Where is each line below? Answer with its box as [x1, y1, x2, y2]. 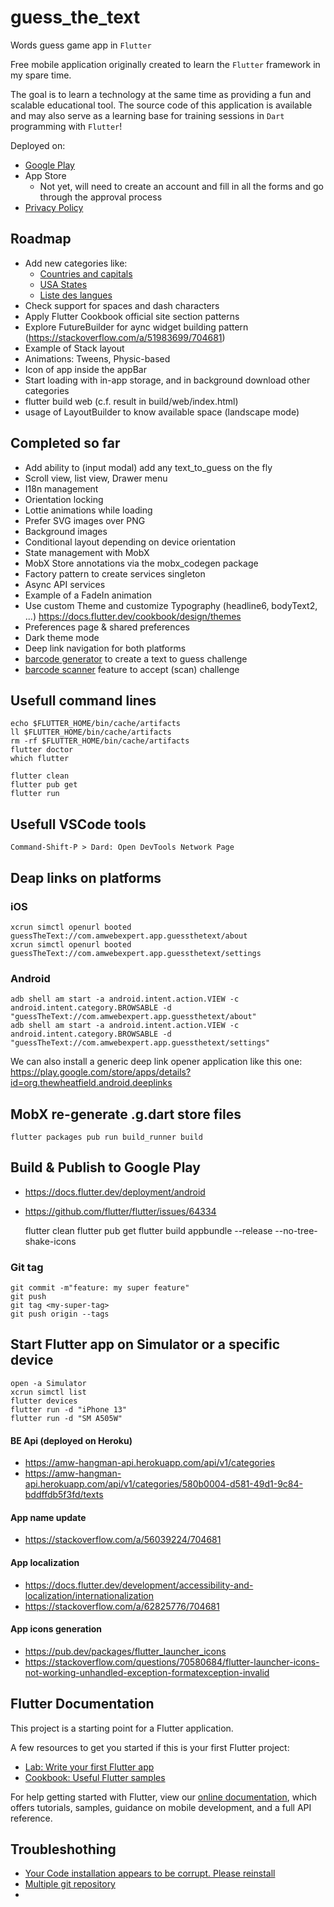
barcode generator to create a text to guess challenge [24, 652, 248, 665]
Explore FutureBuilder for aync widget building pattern [24, 321, 249, 333]
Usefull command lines [10, 692, 157, 709]
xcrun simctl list [10, 1387, 87, 1397]
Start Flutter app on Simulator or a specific [10, 1336, 281, 1353]
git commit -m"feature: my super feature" [10, 1283, 190, 1293]
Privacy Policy [24, 201, 84, 213]
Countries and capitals [39, 267, 133, 280]
